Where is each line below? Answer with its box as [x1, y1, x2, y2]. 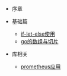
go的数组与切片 [20, 38, 59, 45]
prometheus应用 [20, 63, 61, 70]
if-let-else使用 [20, 30, 55, 37]
